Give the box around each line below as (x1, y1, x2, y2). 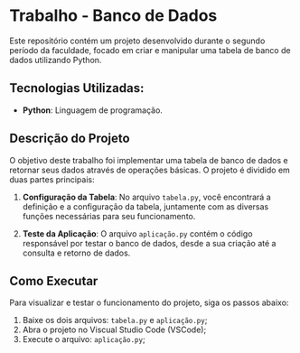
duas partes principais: (9, 173, 95, 185)
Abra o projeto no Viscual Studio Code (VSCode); (22, 324, 207, 335)
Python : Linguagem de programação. (22, 105, 163, 116)
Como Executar (9, 273, 98, 289)
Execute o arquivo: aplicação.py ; (22, 334, 146, 345)
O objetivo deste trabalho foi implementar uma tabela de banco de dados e (9, 154, 288, 165)
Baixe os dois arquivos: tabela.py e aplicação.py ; (22, 315, 208, 326)
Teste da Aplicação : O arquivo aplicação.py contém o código (22, 228, 253, 239)
